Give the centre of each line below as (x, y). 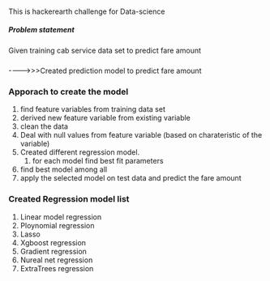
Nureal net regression (56, 260)
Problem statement (41, 30)
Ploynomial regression (57, 225)
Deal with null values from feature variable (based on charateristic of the (141, 135)
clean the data (44, 126)
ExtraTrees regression (57, 268)
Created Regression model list (69, 199)
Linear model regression (61, 217)
